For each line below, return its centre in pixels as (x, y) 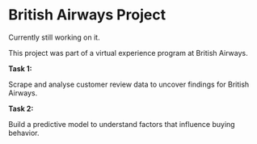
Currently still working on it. (54, 37)
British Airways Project (87, 15)
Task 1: (20, 68)
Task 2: (21, 108)
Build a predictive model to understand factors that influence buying (122, 124)
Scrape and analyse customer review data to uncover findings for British (129, 84)
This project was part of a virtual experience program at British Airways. (128, 53)
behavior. (24, 133)
